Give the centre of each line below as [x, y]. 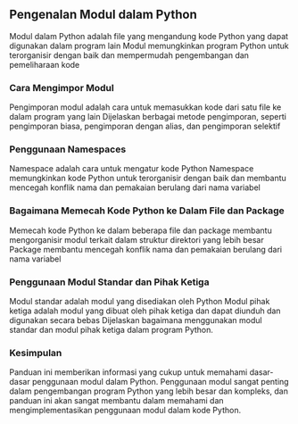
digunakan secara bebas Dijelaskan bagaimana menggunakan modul [136, 320]
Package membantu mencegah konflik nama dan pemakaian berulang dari [146, 249]
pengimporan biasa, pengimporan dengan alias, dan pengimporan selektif [145, 126]
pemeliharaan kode [45, 64]
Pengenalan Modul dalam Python [103, 15]
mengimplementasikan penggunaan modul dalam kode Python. [125, 411]
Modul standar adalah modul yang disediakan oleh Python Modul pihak [140, 301]
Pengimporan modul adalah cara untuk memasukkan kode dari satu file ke [145, 107]
